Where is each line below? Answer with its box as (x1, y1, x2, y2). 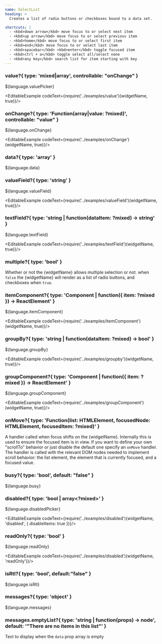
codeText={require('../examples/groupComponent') (42, 400, 144, 405)
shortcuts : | (5, 25, 31, 30)
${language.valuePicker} (5, 83, 55, 89)
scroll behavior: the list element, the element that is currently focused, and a (5, 454, 157, 461)
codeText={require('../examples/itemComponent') (42, 318, 141, 324)
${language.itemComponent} (5, 309, 63, 315)
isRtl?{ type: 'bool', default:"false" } (5, 570, 91, 577)
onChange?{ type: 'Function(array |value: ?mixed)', (5, 110, 128, 117)
